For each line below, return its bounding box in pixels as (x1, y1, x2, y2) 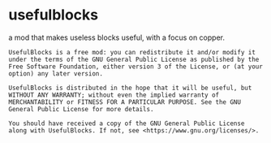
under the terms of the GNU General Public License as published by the (8, 55, 260, 63)
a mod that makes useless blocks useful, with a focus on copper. (8, 32, 226, 42)
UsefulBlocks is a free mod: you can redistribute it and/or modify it (8, 48, 256, 56)
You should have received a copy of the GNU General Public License (8, 119, 245, 128)
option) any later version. (8, 69, 104, 78)
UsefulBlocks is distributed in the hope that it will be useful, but (8, 84, 252, 92)
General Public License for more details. (8, 105, 154, 113)
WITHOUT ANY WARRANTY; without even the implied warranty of (8, 91, 220, 99)
